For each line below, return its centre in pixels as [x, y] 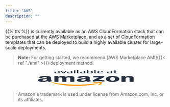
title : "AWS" [19, 11]
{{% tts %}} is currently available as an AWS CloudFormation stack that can [85, 31]
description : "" [22, 16]
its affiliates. [30, 99]
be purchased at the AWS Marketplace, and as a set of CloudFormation [80, 37]
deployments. [32, 47]
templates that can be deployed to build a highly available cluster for [77, 42]
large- [156, 42]
